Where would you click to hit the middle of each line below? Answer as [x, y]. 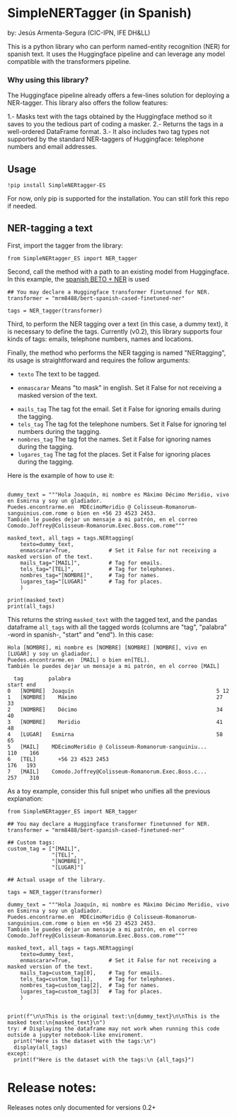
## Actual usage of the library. [57, 880]
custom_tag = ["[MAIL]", [44, 849]
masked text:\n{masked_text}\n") [57, 1023]
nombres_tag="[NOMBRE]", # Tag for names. [90, 575]
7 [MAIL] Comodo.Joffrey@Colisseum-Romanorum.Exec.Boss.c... [107, 772]
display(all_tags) [41, 1047]
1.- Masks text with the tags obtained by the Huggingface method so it [110, 117]
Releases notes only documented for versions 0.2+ [82, 1107]
